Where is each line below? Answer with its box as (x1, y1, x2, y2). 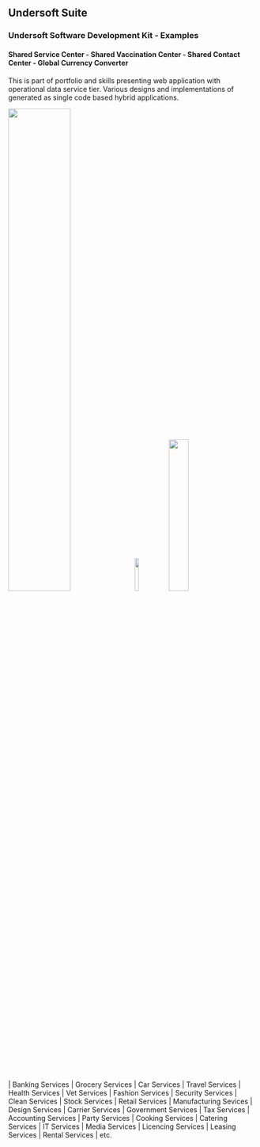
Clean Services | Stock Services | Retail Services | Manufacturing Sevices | (8, 1096, 253, 1106)
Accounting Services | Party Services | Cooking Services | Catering (8, 1113, 228, 1122)
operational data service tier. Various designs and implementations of (8, 84, 235, 93)
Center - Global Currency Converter (8, 58, 129, 67)
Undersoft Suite (8, 6, 89, 20)
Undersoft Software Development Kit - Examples (8, 30, 199, 41)
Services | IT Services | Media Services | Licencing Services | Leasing (8, 1122, 236, 1131)
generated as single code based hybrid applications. (8, 93, 179, 102)
